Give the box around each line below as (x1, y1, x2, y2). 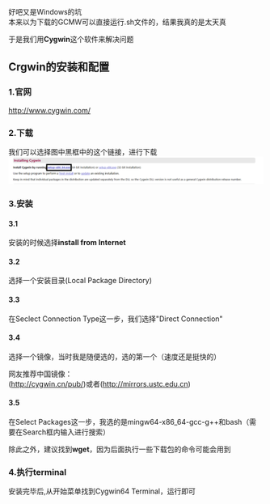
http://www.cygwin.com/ (8, 105, 91, 115)
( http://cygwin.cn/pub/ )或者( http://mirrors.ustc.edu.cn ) (8, 379, 192, 388)
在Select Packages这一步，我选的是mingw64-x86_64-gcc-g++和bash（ (8, 417, 250, 427)
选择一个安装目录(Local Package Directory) (8, 276, 152, 286)
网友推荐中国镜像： (8, 369, 73, 379)
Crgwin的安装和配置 (8, 60, 110, 74)
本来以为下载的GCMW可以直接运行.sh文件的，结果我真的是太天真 (8, 17, 226, 27)
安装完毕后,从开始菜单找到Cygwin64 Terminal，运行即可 (8, 486, 196, 496)
